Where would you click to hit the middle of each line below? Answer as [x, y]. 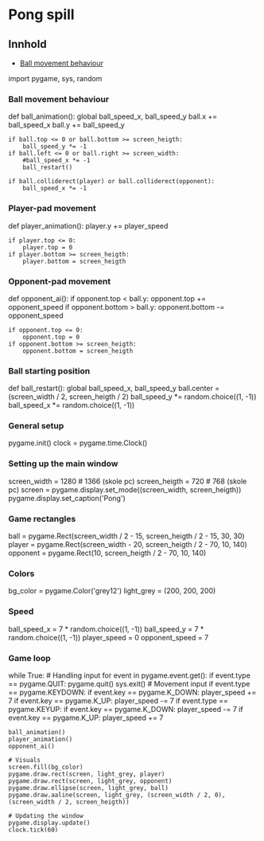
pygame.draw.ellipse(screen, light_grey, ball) [89, 788]
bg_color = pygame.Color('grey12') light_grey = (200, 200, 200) [112, 591]
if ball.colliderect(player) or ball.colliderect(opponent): [112, 182]
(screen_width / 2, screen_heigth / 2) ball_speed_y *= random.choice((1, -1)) [132, 397]
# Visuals [25, 760]
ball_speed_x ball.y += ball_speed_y [66, 125]
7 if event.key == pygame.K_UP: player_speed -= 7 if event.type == [118, 700]
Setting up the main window [63, 464]
